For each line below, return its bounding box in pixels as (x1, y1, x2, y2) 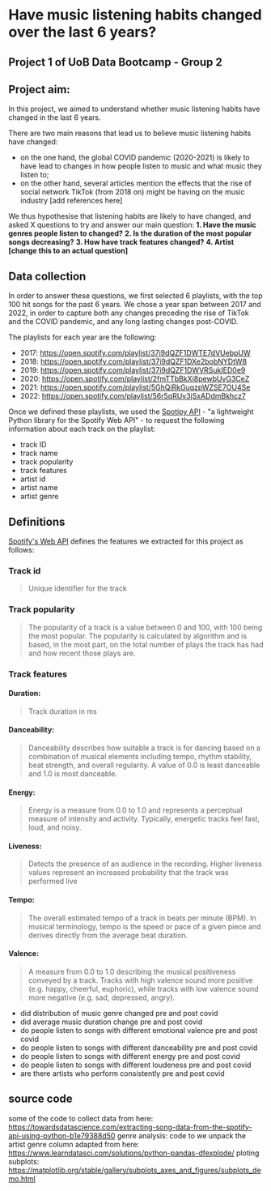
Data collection (8, 269, 87, 283)
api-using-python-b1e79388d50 (8, 1130, 116, 1140)
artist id (19, 474, 46, 484)
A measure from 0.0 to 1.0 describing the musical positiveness (28, 967, 236, 976)
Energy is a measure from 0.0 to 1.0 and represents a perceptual (28, 805, 243, 815)
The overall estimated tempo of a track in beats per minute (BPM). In (28, 913, 256, 923)
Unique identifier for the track (28, 583, 127, 593)
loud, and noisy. (28, 822, 82, 832)
